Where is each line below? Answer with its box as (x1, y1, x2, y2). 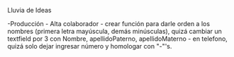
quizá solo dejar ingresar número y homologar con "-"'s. (7, 42, 172, 50)
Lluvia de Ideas (7, 6, 52, 14)
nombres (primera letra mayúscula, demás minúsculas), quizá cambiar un (7, 27, 222, 35)
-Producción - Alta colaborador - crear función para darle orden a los (7, 20, 211, 27)
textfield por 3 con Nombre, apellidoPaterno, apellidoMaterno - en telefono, (7, 34, 228, 43)
